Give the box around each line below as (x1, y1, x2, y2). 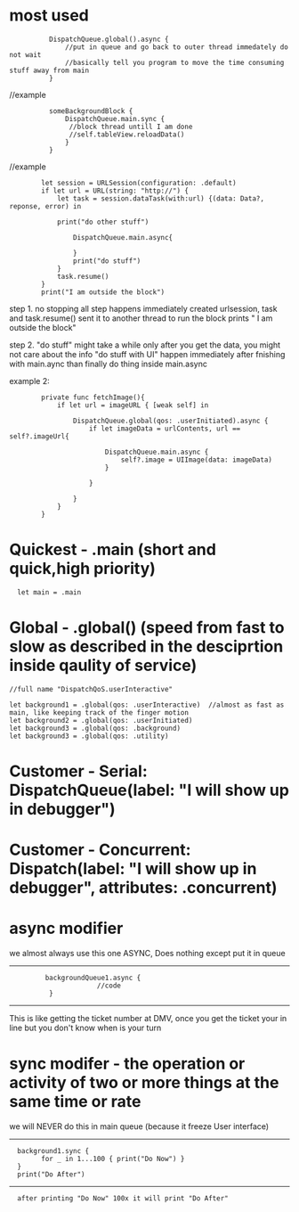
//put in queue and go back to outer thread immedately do (65, 42, 289, 52)
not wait (9, 50, 42, 59)
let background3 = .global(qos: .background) (9, 724, 181, 733)
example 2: (9, 375, 51, 386)
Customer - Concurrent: (9, 839, 191, 860)
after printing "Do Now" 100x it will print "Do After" (17, 1194, 229, 1203)
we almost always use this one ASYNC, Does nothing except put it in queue (9, 948, 287, 959)
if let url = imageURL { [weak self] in (56, 400, 209, 410)
